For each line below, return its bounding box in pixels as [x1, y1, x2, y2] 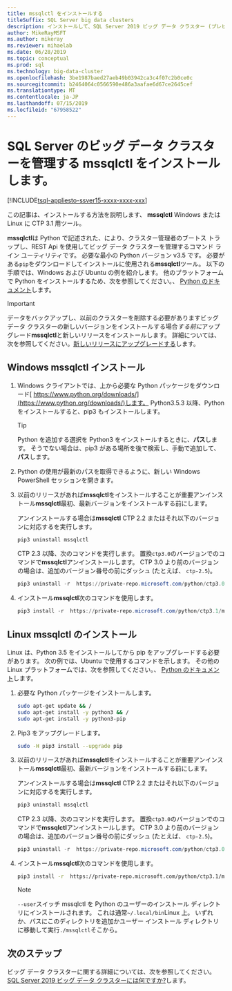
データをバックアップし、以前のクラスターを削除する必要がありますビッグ [7, 314, 219, 322]
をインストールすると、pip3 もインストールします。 [17, 407, 164, 415]
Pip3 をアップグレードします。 [17, 729, 104, 737]
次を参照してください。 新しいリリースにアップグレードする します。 [7, 339, 200, 347]
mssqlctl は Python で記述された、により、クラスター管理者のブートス [7, 233, 207, 242]
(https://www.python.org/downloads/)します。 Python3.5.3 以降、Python [17, 398, 225, 407]
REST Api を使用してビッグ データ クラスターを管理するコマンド [30, 242, 214, 251]
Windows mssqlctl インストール [7, 362, 145, 374]
